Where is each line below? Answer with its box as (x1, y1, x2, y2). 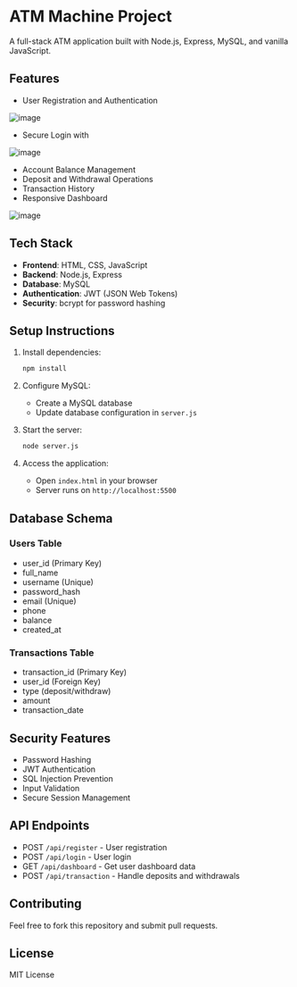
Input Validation (21, 782, 80, 793)
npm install (21, 364, 67, 373)
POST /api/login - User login (21, 851, 132, 862)
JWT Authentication (21, 764, 96, 774)
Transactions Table (9, 646, 95, 658)
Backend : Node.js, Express (21, 269, 123, 280)
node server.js (21, 442, 79, 451)
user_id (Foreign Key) (21, 676, 101, 687)
